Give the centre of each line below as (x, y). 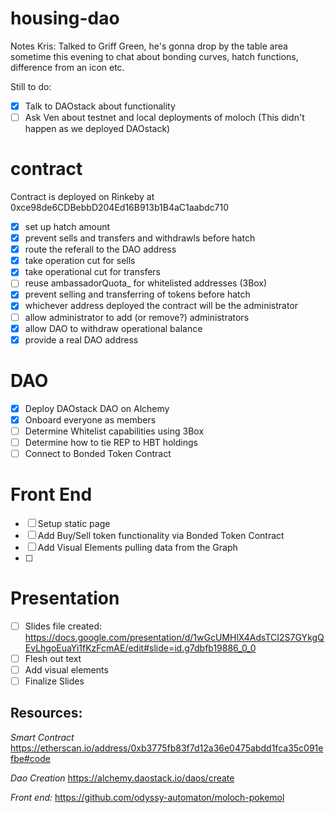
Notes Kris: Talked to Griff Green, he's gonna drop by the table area (149, 46)
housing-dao (65, 18)
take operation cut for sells (80, 261)
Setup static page (74, 523)
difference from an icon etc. (67, 67)
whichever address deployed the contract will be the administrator (161, 306)
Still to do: (31, 86)
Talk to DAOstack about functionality (100, 106)
